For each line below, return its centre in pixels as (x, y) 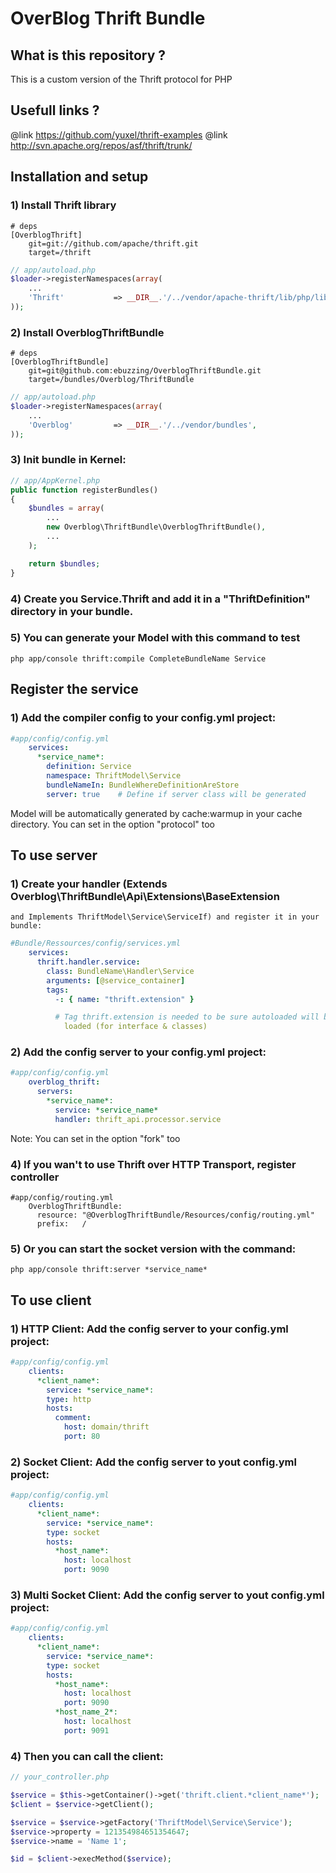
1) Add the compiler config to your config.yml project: (143, 718)
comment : (73, 1418)
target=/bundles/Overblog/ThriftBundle (111, 380)
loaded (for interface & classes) (135, 1027)
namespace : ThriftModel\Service (114, 776)
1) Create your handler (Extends (89, 884)
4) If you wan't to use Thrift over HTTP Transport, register (153, 1164)
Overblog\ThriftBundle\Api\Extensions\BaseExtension (145, 896)
